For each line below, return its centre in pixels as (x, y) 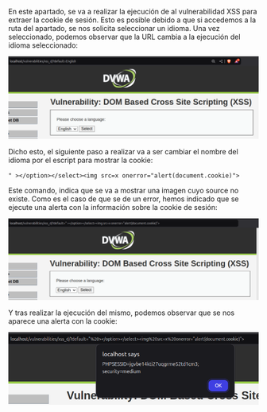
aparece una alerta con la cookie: (63, 321)
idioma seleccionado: (43, 45)
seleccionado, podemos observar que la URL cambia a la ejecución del (124, 37)
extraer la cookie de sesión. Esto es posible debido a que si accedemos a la (132, 20)
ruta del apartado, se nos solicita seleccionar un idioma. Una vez (114, 28)
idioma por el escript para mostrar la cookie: (81, 160)
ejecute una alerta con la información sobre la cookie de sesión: (113, 207)
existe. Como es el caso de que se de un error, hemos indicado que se (124, 199)
